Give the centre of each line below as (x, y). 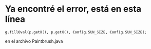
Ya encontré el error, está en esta (73, 9)
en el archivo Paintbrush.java (34, 41)
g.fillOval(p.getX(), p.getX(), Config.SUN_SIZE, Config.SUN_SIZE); (76, 32)
